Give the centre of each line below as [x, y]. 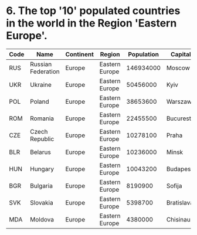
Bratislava [180, 202]
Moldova [42, 219]
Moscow [178, 67]
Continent [79, 54]
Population [144, 54]
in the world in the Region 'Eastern [91, 23]
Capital [181, 54]
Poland [40, 101]
